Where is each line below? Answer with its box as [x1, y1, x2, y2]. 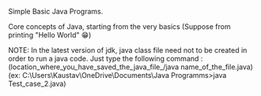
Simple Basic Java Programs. [8, 7, 104, 16]
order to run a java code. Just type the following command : [8, 54, 203, 63]
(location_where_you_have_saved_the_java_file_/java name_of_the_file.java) [8, 62, 253, 72]
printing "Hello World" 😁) [8, 31, 92, 39]
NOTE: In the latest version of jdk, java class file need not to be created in [8, 46, 248, 54]
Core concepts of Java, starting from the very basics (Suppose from [8, 22, 231, 31]
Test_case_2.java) [8, 79, 66, 88]
